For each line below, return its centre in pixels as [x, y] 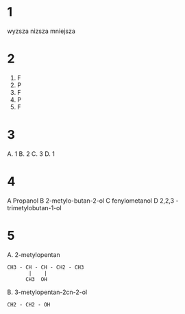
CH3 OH [36, 279]
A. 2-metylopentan [34, 254]
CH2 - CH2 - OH [29, 304]
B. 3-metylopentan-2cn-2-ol [47, 292]
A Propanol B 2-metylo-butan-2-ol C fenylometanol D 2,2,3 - [93, 201]
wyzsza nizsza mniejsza [41, 31]
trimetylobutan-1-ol [34, 208]
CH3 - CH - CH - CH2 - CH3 [46, 267]
